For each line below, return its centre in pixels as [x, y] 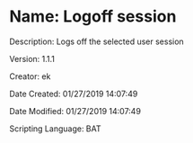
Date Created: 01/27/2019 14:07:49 [74, 94]
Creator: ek [30, 76]
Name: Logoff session [93, 17]
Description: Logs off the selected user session [96, 41]
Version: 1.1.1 [32, 58]
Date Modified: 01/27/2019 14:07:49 [75, 111]
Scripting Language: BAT [55, 129]
